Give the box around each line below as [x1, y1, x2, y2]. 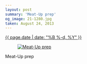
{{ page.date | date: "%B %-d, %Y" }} [5, 34, 82, 40]
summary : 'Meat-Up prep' [5, 12, 56, 17]
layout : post [5, 7, 32, 12]
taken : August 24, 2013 [5, 21, 54, 26]
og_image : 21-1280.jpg [5, 16, 52, 21]
